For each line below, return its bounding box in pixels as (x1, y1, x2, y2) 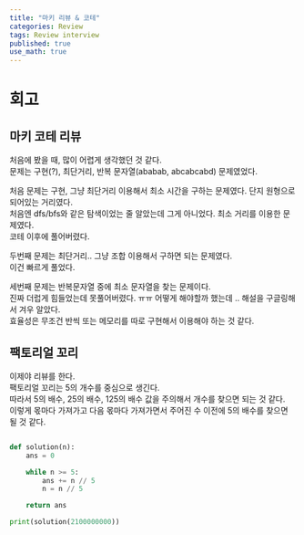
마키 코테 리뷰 (9, 129, 82, 144)
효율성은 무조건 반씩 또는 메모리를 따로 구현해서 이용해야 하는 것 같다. (9, 316, 255, 327)
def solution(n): (9, 442, 76, 452)
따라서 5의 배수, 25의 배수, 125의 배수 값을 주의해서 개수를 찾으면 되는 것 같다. (9, 393, 286, 404)
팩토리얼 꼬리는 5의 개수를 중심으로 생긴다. (9, 382, 160, 393)
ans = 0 (25, 451, 55, 460)
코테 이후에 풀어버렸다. (9, 231, 90, 242)
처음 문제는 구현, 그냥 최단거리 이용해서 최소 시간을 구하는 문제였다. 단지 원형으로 (9, 185, 296, 196)
